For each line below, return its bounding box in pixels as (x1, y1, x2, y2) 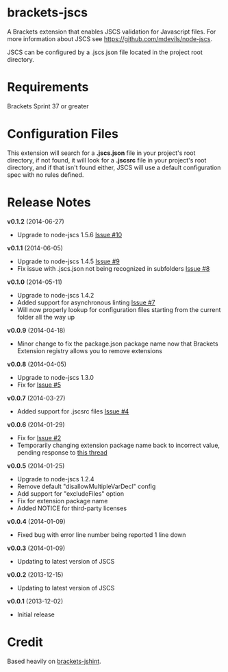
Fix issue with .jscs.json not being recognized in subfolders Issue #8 (16, 264, 210, 272)
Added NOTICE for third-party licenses (16, 504, 127, 512)
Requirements (7, 80, 89, 95)
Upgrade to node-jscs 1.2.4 (16, 475, 94, 483)
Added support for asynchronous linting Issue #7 (16, 298, 155, 307)
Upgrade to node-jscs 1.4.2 (16, 291, 94, 299)
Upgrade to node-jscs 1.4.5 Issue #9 (16, 257, 120, 265)
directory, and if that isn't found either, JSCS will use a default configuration (7, 163, 221, 171)
